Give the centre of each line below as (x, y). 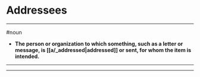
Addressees (37, 10)
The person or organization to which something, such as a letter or (99, 44)
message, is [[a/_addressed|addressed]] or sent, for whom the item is (103, 50)
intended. (27, 56)
